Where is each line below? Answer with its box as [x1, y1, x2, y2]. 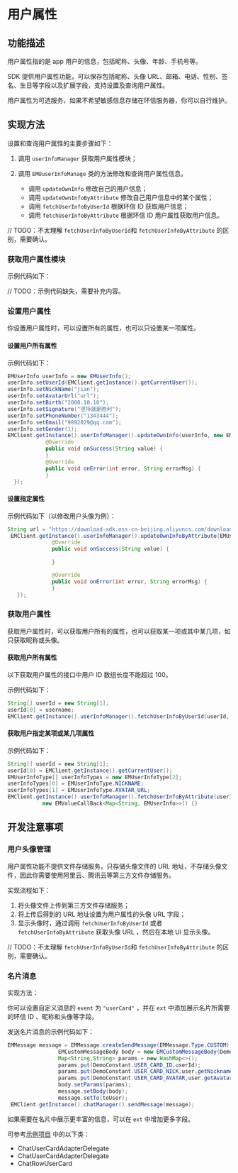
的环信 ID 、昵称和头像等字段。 [7, 1012, 98, 1020]
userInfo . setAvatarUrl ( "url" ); [7, 392, 100, 400]
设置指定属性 [7, 495, 45, 503]
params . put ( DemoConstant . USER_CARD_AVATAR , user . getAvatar [57, 1074, 233, 1082]
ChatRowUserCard [17, 1159, 73, 1167]
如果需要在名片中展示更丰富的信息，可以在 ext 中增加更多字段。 [7, 1115, 195, 1123]
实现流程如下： [7, 886, 51, 894]
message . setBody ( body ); [57, 1088, 129, 1095]
